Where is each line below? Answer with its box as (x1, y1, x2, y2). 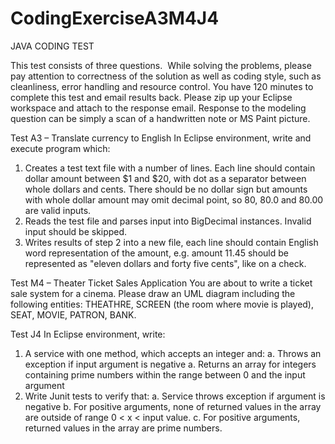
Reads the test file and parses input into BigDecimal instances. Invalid (24, 215, 312, 227)
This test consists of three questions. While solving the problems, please (10, 59, 312, 71)
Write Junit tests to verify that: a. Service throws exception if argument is (24, 390, 326, 402)
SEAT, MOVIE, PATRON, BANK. (10, 308, 137, 321)
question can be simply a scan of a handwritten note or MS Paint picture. (10, 112, 311, 124)
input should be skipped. (24, 225, 128, 237)
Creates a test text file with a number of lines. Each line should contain (24, 162, 316, 174)
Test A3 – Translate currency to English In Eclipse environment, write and (10, 132, 312, 144)
